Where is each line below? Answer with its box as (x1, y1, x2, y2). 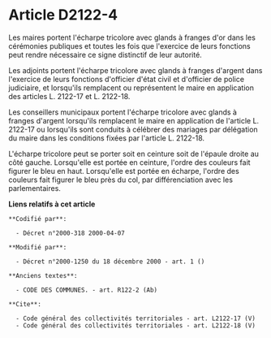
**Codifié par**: (8, 214, 67, 223)
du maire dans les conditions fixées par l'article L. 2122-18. (8, 132, 205, 143)
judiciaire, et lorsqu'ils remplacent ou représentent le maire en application (8, 83, 254, 93)
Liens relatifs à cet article (8, 199, 96, 209)
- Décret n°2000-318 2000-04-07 (15, 229, 126, 237)
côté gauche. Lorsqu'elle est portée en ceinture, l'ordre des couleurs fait (8, 157, 251, 167)
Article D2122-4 (8, 6, 118, 24)
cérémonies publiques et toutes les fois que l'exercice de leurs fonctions (8, 41, 251, 50)
